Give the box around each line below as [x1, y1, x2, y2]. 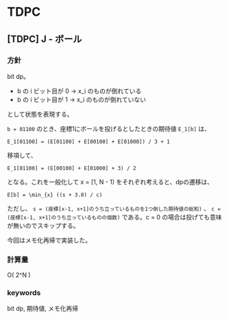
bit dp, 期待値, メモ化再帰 [7, 305, 79, 313]
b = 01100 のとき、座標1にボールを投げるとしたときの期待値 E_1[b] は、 [7, 124, 210, 132]
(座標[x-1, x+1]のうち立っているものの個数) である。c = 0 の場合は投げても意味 [7, 213, 222, 221]
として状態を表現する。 [7, 110, 73, 118]
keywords [7, 288, 41, 298]
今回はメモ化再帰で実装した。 [7, 236, 91, 244]
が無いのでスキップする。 [7, 221, 80, 230]
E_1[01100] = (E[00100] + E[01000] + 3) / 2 [7, 165, 136, 172]
